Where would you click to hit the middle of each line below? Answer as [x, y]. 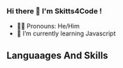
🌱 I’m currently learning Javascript [66, 33]
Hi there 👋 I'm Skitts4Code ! [55, 11]
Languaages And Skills [58, 55]
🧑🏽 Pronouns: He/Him [48, 26]
